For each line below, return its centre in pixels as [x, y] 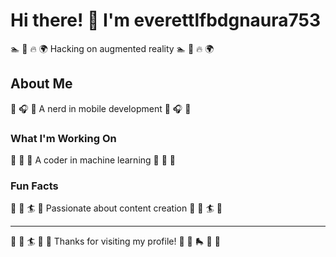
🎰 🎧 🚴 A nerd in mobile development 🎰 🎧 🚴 [101, 108]
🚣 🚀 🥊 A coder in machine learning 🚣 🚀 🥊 [93, 160]
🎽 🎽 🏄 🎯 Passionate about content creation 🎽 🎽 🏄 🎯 [116, 208]
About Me [41, 84]
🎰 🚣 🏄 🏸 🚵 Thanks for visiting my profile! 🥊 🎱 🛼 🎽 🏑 [115, 241]
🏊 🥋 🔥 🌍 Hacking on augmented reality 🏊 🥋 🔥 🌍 [112, 48]
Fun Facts [34, 186]
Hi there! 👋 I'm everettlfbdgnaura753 [166, 20]
